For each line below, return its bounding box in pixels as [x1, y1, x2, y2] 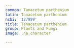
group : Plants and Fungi [5, 26, 58, 31]
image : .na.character [5, 31, 51, 36]
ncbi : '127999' [5, 17, 38, 22]
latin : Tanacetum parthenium [5, 12, 67, 17]
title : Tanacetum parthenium [5, 21, 67, 27]
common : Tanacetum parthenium [5, 7, 69, 13]
